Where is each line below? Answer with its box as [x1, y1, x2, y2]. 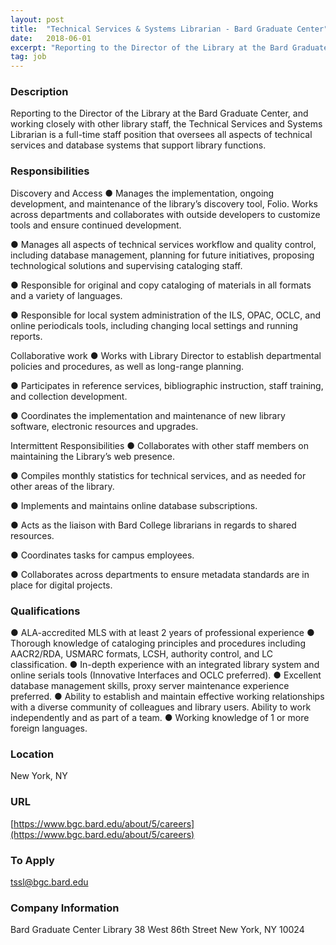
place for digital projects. [10, 579, 113, 591]
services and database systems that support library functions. [10, 139, 267, 151]
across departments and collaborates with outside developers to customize [10, 208, 321, 220]
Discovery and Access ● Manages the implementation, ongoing [10, 187, 275, 199]
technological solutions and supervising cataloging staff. [10, 259, 243, 271]
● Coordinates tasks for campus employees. [10, 549, 195, 561]
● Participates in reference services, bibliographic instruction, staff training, [10, 379, 324, 391]
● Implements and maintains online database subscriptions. [10, 499, 258, 511]
